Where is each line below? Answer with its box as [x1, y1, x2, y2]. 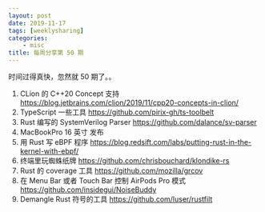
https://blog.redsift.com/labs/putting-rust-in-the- [90, 138, 252, 146]
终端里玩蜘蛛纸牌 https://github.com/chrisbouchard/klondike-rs [19, 156, 230, 165]
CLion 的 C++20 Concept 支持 [19, 89, 120, 98]
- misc [22, 42, 45, 50]
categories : [8, 34, 48, 42]
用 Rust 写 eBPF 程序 [19, 138, 89, 146]
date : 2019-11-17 [8, 19, 66, 27]
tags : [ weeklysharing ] [8, 26, 84, 34]
